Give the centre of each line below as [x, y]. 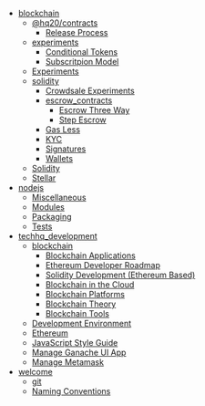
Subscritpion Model [82, 62]
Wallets [59, 158]
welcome [35, 372]
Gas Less [62, 130]
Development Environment [82, 323]
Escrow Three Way [94, 110]
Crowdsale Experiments [90, 91]
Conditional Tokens [82, 52]
